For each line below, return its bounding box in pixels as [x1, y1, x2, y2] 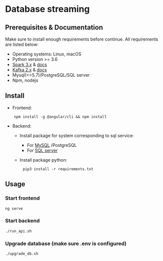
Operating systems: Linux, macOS [12, 51, 82, 57]
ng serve [5, 206, 23, 211]
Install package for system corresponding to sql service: [19, 132, 134, 138]
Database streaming [5, 3, 90, 15]
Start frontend [5, 195, 40, 202]
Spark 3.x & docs [12, 62, 47, 67]
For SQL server [27, 147, 58, 153]
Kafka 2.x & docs [12, 67, 47, 73]
